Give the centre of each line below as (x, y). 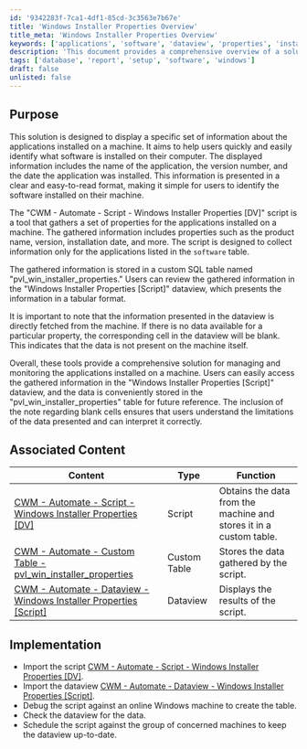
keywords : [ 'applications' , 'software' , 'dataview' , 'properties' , (141, 43)
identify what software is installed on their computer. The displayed (136, 155)
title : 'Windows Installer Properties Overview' (104, 27)
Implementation (56, 644)
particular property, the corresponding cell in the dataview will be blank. (145, 336)
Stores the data (252, 551)
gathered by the (253, 563)
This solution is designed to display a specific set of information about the (148, 136)
